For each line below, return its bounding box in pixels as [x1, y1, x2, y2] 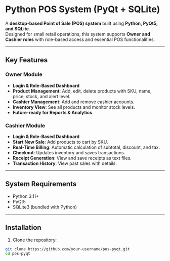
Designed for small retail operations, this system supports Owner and [5, 31, 150, 37]
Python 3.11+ [12, 193, 39, 199]
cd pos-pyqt [5, 251, 30, 256]
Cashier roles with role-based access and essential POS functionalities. [5, 36, 155, 42]
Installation [5, 224, 41, 232]
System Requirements [5, 180, 77, 188]
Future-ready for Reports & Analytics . [12, 109, 94, 115]
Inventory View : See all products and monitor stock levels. [12, 104, 136, 110]
